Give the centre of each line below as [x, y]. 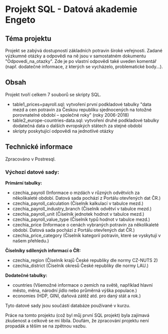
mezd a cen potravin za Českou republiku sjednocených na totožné [82, 110]
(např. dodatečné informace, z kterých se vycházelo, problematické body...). [84, 67]
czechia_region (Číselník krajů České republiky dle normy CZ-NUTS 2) [85, 260]
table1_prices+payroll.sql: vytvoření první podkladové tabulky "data [82, 104]
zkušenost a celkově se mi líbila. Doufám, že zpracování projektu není [77, 320]
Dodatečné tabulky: [26, 275]
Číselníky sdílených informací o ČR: [43, 251]
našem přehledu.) [31, 240]
